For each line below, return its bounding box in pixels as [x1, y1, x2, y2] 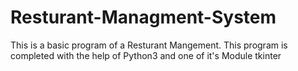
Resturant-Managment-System [10, 6, 277, 29]
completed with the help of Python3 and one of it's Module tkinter [10, 49, 282, 61]
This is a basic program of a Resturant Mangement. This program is [10, 39, 288, 51]
